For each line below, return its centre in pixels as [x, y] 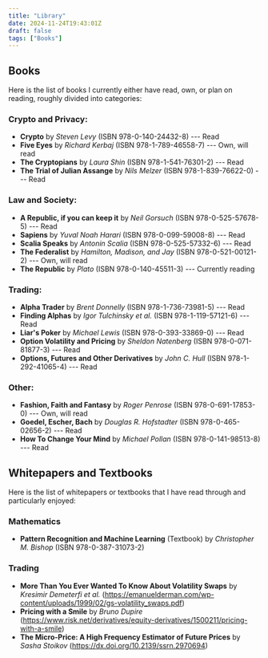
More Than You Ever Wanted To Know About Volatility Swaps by [128, 586]
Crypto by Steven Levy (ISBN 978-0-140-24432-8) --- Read [120, 136]
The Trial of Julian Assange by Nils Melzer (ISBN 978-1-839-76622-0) [137, 171]
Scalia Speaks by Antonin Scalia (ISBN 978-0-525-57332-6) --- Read [136, 243]
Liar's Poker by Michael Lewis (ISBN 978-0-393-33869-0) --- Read [132, 332]
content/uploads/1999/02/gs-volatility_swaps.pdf [101, 603]
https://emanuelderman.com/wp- [159, 594]
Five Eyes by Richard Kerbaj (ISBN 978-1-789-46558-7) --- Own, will [134, 145]
